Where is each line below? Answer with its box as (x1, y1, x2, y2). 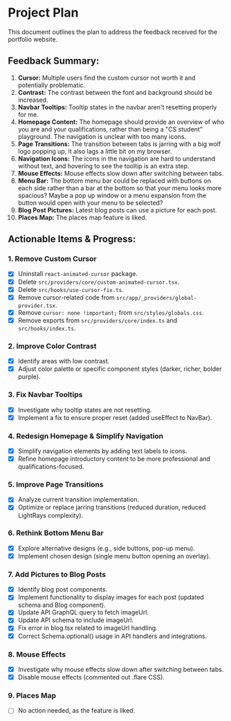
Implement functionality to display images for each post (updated (17, 593, 205, 601)
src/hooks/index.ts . (17, 324, 76, 332)
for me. (17, 110, 39, 118)
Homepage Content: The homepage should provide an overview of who (17, 118, 225, 126)
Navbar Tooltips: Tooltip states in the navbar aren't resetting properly (17, 102, 217, 111)
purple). (17, 372, 41, 381)
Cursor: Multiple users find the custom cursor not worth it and (17, 73, 196, 82)
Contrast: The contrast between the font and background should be (17, 88, 213, 96)
